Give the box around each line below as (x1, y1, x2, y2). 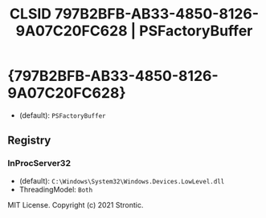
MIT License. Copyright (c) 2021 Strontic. (7, 200, 144, 209)
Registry (7, 134, 51, 147)
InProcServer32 (7, 158, 72, 169)
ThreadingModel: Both (18, 184, 93, 194)
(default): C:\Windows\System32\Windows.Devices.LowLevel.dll (18, 176, 225, 185)
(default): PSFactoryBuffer (18, 110, 106, 120)
